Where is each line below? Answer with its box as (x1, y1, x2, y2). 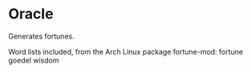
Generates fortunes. (8, 31, 75, 41)
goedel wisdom (8, 55, 59, 65)
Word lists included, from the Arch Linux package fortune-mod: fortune (8, 47, 244, 56)
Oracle (8, 5, 54, 23)
